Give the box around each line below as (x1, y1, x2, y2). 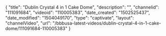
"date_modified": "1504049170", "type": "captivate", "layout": (5, 15, 134, 20)
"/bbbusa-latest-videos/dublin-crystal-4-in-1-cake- (53, 20, 161, 26)
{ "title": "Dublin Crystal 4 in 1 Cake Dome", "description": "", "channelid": (5, 4, 159, 10)
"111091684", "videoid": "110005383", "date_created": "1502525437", (5, 9, 150, 15)
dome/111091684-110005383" (5, 25, 68, 31)
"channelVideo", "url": (5, 20, 52, 26)
